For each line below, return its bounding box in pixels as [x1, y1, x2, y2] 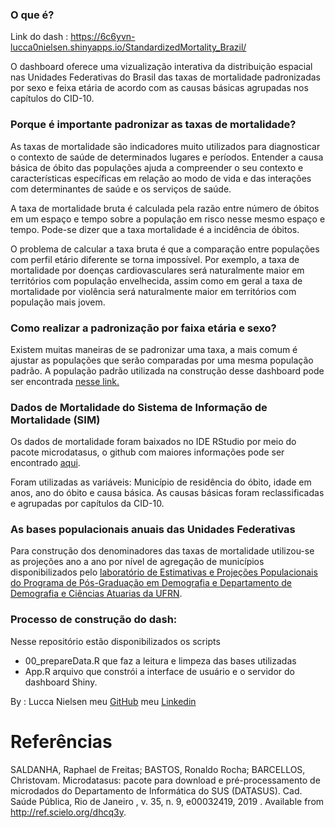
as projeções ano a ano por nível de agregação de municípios [10, 556, 265, 568]
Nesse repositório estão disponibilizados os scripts [10, 635, 221, 647]
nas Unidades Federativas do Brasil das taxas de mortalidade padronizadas [10, 71, 322, 83]
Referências [10, 730, 113, 753]
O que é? [10, 8, 55, 22]
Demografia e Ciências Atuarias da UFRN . [10, 588, 183, 600]
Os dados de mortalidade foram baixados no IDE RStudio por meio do [10, 436, 297, 448]
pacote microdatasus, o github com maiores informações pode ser [10, 446, 285, 458]
